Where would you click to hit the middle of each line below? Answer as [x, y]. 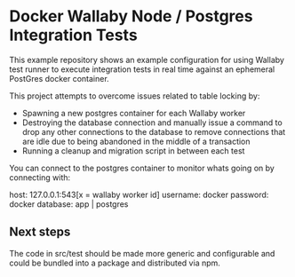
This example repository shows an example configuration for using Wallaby [147, 59]
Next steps [40, 232]
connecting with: [40, 177]
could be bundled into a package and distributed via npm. [115, 263]
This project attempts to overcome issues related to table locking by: [135, 96]
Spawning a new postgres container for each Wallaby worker [134, 113]
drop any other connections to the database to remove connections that [154, 131]
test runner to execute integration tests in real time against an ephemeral [142, 69]
